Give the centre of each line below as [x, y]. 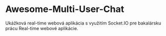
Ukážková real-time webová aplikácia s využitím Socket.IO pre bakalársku [83, 23]
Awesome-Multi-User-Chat [65, 9]
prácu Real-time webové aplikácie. [42, 28]
